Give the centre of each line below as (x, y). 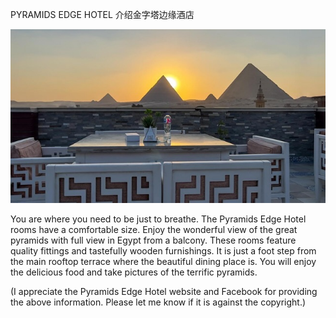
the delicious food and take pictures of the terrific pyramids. (134, 272)
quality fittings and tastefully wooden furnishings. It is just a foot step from (163, 251)
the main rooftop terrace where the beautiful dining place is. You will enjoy (163, 262)
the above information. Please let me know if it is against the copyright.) (158, 302)
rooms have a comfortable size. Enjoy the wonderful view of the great (154, 230)
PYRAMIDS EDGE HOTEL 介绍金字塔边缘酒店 (102, 14)
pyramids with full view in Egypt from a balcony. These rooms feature (153, 240)
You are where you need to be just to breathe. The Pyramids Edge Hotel (158, 219)
